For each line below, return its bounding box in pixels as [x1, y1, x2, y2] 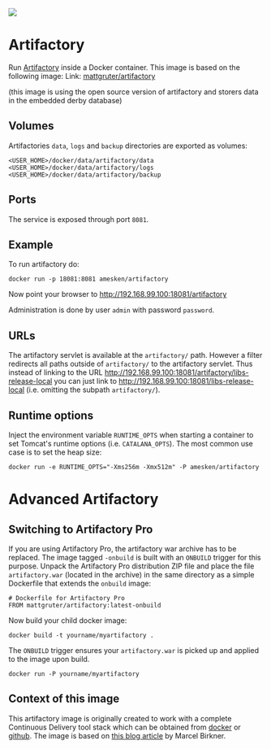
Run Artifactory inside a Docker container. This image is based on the [8, 62, 241, 72]
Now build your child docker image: [8, 616, 127, 625]
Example [8, 237, 54, 251]
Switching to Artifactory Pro [8, 522, 153, 536]
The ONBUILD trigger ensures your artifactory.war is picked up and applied [8, 646, 260, 655]
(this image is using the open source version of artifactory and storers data [8, 86, 259, 97]
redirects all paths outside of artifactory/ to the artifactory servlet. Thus [8, 359, 253, 369]
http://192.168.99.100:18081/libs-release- [118, 377, 254, 386]
